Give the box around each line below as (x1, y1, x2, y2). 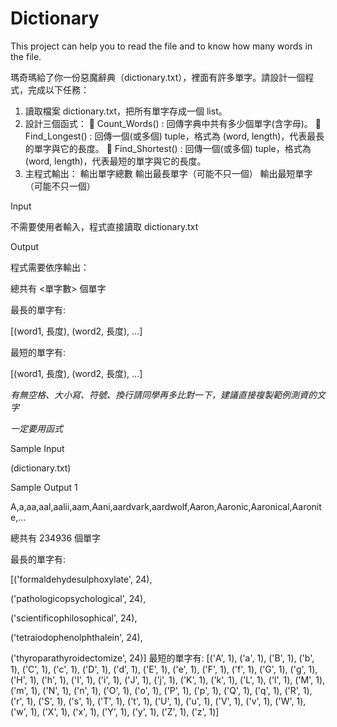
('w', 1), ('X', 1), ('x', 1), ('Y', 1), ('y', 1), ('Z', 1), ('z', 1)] (10, 705, 220, 717)
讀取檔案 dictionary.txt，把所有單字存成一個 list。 (24, 105, 228, 117)
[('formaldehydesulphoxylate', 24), (10, 573, 153, 585)
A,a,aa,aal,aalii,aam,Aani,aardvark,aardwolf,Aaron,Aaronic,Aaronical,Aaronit (10, 500, 322, 512)
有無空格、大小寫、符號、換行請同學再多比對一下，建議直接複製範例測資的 (10, 388, 317, 401)
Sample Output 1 (10, 481, 78, 493)
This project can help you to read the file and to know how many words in (10, 40, 313, 52)
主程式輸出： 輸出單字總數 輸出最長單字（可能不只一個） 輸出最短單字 (24, 167, 313, 179)
